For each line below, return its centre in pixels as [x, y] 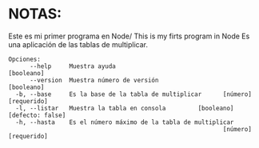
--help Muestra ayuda [72, 66]
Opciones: [25, 59]
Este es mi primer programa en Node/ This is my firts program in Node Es [129, 36]
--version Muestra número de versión [94, 80]
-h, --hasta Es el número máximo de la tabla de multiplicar [125, 122]
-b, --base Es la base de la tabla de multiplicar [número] [133, 94]
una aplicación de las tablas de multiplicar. [78, 44]
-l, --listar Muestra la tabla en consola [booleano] [125, 108]
